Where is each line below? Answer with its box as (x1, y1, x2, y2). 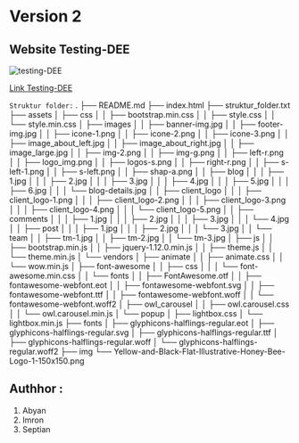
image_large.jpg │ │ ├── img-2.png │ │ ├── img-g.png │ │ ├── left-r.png (9, 147, 284, 158)
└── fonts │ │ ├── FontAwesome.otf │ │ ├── (91, 270, 262, 281)
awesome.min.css (9, 270, 76, 281)
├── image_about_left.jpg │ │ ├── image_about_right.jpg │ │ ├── (9, 138, 254, 148)
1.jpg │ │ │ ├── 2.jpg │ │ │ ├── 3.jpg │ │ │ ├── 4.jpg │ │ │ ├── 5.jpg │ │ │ (9, 176, 290, 186)
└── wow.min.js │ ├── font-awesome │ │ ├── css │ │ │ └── (9, 261, 238, 271)
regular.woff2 (9, 346, 59, 357)
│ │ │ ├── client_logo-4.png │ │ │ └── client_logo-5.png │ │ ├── (9, 204, 254, 215)
